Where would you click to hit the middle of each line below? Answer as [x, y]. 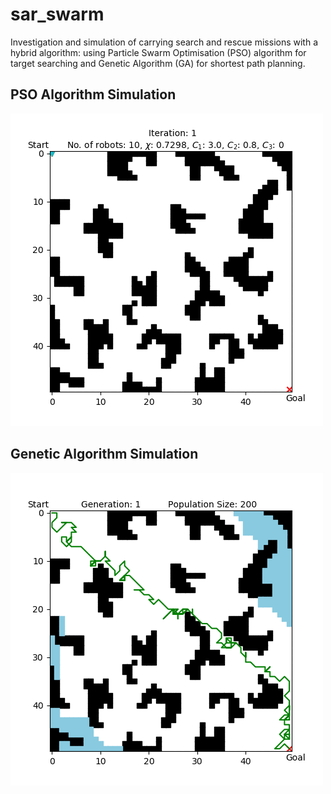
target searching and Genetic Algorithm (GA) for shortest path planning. [158, 63]
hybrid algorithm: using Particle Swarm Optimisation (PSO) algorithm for [158, 52]
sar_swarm [57, 14]
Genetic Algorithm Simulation [104, 454]
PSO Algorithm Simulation [93, 94]
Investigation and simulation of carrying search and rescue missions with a [164, 42]
